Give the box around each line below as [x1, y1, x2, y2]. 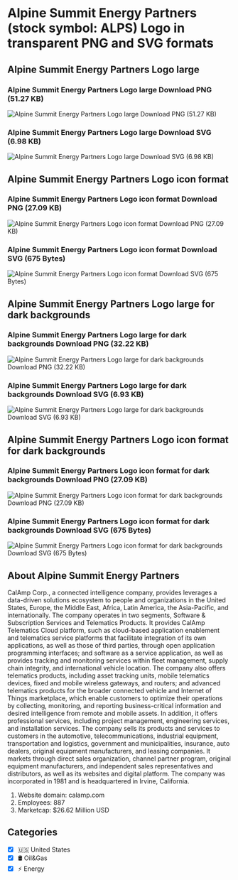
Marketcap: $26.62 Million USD [17, 805, 110, 814]
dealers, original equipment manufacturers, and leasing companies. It [7, 746, 211, 755]
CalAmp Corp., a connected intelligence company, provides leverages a [7, 588, 217, 597]
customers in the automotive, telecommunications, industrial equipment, [7, 732, 219, 740]
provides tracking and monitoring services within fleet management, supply [7, 656, 229, 665]
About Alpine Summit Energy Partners [7, 570, 180, 582]
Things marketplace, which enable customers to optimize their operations [7, 694, 223, 702]
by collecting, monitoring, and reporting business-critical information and [7, 701, 222, 710]
